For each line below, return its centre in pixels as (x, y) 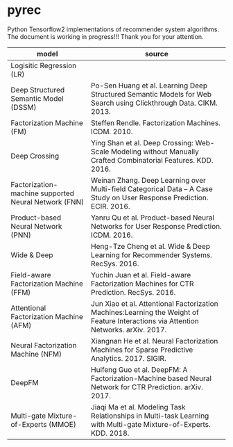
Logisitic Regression (44, 65)
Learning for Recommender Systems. (152, 254)
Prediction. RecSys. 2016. (133, 292)
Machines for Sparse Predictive (142, 350)
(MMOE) (62, 424)
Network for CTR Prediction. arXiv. (147, 387)
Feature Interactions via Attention (145, 320)
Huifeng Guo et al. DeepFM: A (139, 369)
